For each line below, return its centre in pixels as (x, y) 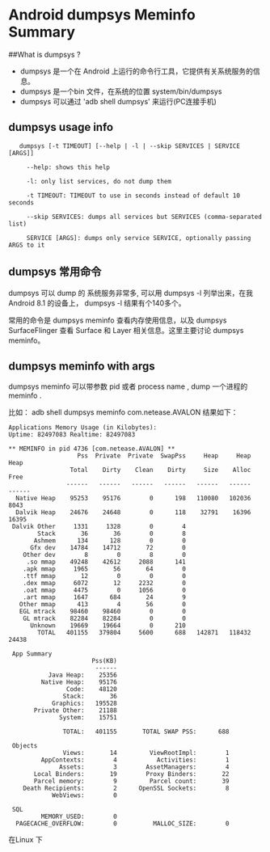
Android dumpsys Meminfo (102, 15)
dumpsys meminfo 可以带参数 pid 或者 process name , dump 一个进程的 (128, 386)
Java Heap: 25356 (82, 675)
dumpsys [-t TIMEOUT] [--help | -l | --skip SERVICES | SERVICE (130, 146)
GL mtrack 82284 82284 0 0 (104, 619)
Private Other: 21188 (75, 711)
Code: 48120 (91, 690)
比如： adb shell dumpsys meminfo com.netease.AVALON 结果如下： (123, 412)
